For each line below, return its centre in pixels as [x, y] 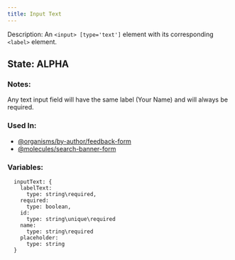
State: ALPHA [38, 64]
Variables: [26, 167]
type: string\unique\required [71, 219]
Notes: [19, 84]
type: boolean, [49, 207]
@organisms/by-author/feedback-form [74, 141]
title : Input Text [34, 14]
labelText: [36, 188]
